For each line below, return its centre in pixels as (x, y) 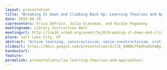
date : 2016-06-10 (23, 19)
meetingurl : (17, 33)
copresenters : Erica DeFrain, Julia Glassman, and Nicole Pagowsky (77, 23)
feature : (14, 55)
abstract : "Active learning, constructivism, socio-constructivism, (78, 42)
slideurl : (15, 46)
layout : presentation (28, 10)
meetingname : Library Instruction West (46, 28)
